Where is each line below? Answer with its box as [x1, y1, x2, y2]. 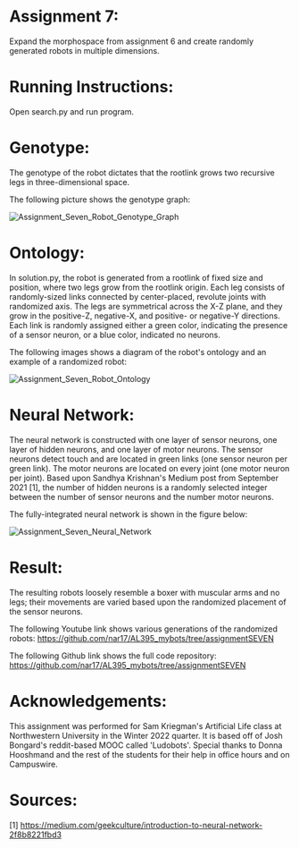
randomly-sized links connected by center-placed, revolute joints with [9, 291, 266, 301]
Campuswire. [9, 759, 58, 769]
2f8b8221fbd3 [9, 829, 62, 840]
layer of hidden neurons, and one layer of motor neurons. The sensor [9, 444, 263, 454]
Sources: [9, 790, 78, 810]
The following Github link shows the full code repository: [9, 650, 217, 661]
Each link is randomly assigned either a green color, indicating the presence [9, 319, 288, 330]
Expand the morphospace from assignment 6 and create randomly [9, 36, 254, 47]
